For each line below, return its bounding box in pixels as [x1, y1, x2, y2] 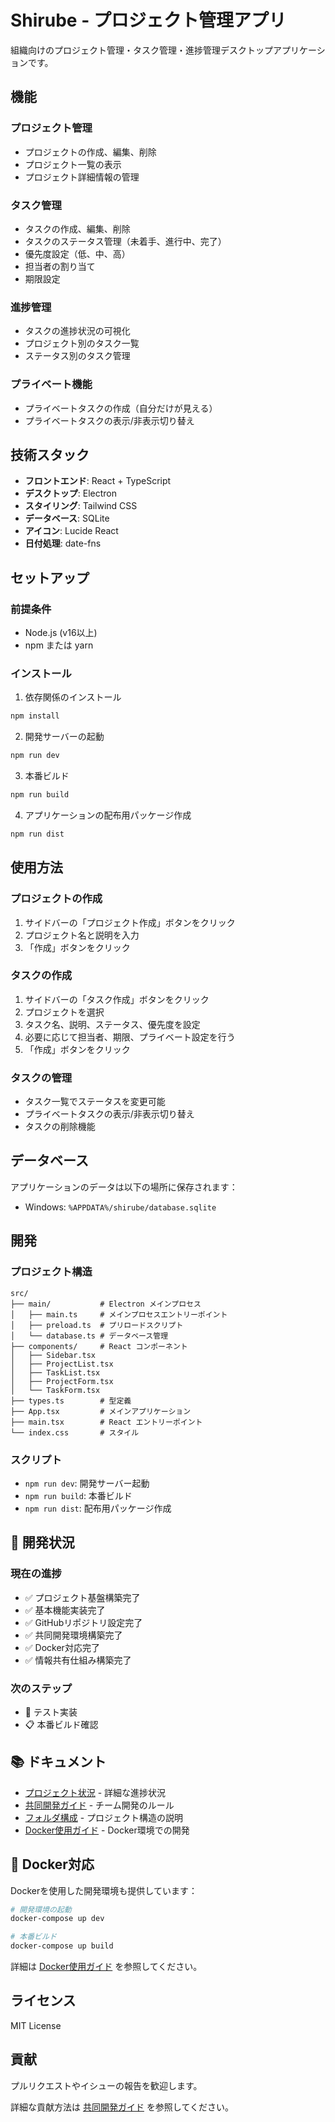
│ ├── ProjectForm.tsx [10, 1376, 114, 1386]
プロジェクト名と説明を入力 [24, 929, 140, 941]
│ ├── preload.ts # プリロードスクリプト [10, 1320, 184, 1330]
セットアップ [10, 569, 90, 586]
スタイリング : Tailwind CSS [24, 500, 138, 512]
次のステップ [10, 1681, 73, 1695]
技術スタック [10, 446, 90, 463]
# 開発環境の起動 [10, 1904, 72, 1915]
